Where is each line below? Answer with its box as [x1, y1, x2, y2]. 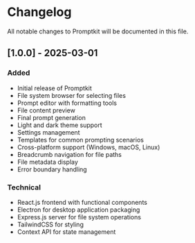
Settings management [17, 128, 80, 136]
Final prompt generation [17, 113, 86, 121]
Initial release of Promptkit [17, 84, 92, 92]
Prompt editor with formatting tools [17, 99, 118, 107]
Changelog [7, 4, 72, 20]
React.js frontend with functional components [17, 198, 147, 206]
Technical [7, 182, 41, 192]
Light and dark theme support [17, 121, 102, 129]
